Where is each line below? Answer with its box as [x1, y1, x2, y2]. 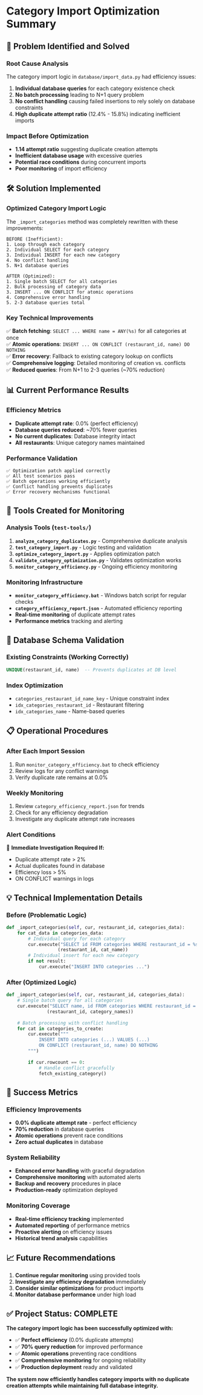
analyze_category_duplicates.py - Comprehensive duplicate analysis [14, 537, 187, 545]
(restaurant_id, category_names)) [47, 1008, 134, 1015]
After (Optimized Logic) [6, 978, 77, 986]
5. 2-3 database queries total [6, 299, 85, 306]
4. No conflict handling [6, 257, 69, 264]
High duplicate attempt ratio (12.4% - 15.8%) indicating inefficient [14, 110, 181, 117]
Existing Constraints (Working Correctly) [6, 653, 129, 661]
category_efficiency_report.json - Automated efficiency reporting [14, 604, 182, 612]
